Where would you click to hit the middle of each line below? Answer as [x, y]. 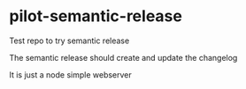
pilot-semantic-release [96, 16]
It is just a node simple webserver [71, 74]
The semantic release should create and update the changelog [123, 57]
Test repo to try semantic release [69, 41]
